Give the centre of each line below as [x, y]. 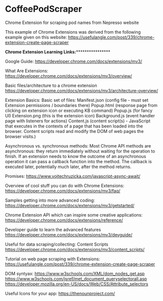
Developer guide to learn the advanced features [53, 229]
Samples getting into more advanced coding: [50, 200]
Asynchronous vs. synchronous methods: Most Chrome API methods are [78, 146]
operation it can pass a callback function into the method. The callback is [79, 161]
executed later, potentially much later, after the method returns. [68, 167]
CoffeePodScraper [44, 9]
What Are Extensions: [27, 71]
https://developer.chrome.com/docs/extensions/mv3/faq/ [63, 191]
